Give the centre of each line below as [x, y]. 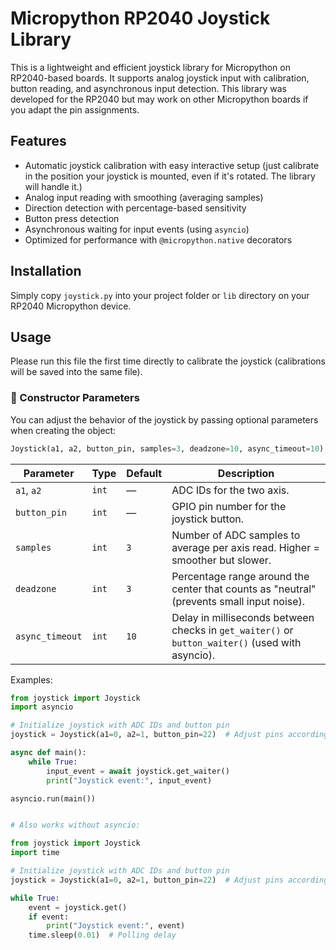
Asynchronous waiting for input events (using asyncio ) [137, 229]
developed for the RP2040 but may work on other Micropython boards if [159, 99]
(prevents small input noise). [238, 601]
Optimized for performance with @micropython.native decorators [158, 239]
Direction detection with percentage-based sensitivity [135, 208]
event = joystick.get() [78, 907]
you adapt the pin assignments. [75, 109]
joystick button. [208, 519]
